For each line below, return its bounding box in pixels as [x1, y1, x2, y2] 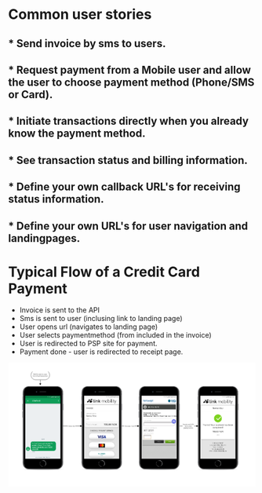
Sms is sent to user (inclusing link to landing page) [19, 314, 183, 323]
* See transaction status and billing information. [8, 153, 249, 166]
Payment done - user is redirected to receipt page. [19, 347, 184, 356]
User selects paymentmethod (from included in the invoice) [19, 330, 212, 340]
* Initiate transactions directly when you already [8, 115, 249, 128]
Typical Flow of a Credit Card [8, 263, 200, 280]
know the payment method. [8, 127, 146, 141]
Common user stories [8, 5, 152, 24]
